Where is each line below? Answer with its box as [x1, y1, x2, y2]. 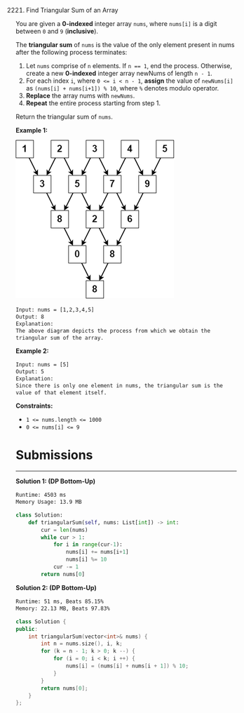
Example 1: [15, 126, 48, 134]
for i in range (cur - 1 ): [53, 541, 123, 548]
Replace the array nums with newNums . [25, 91, 135, 100]
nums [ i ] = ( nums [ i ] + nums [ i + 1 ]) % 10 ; [65, 662, 189, 669]
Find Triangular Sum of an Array [25, 6, 118, 14]
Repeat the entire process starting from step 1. [25, 99, 161, 107]
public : [15, 625, 39, 632]
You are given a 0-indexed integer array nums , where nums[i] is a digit [15, 20, 217, 27]
